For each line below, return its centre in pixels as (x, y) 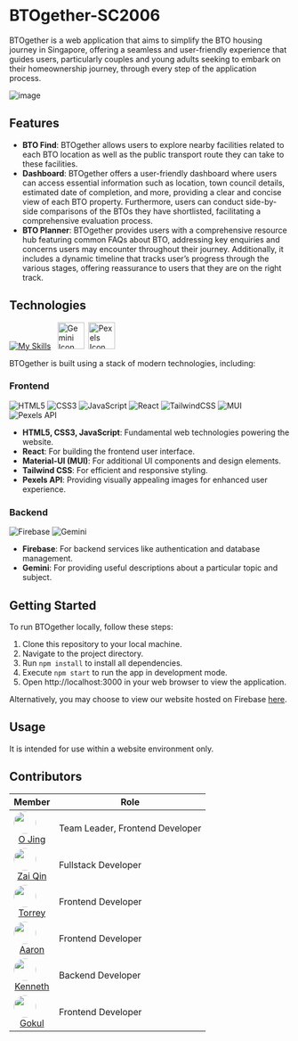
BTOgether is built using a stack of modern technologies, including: (133, 363)
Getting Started (53, 606)
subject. (37, 578)
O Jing (32, 839)
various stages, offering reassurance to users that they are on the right (152, 267)
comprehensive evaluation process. (88, 220)
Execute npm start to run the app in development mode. (125, 672)
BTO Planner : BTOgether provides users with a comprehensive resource (154, 230)
